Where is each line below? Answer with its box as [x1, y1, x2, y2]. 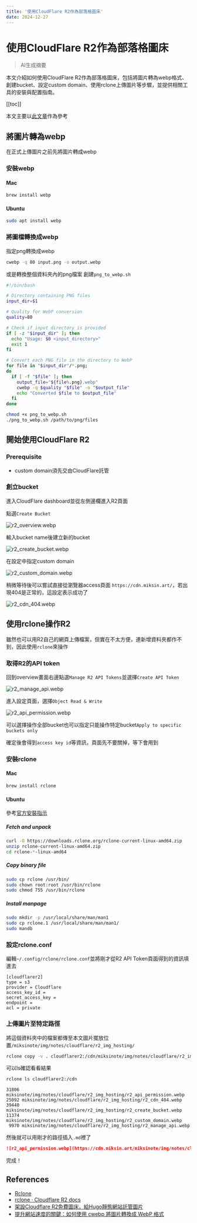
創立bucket [6, 483, 39, 491]
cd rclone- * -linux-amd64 [6, 849, 67, 855]
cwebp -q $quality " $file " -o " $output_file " [16, 385, 130, 390]
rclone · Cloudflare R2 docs [14, 1196, 81, 1203]
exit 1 [11, 341, 28, 347]
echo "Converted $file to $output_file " [16, 390, 117, 396]
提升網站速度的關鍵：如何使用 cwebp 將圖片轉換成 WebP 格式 [14, 1210, 164, 1217]
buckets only [6, 727, 38, 734]
